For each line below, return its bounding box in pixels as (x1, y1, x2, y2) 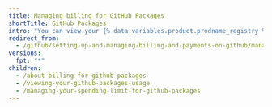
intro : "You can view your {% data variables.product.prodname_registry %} (8, 27, 270, 35)
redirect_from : (8, 34, 60, 43)
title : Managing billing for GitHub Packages (8, 11, 164, 20)
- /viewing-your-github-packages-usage (15, 79, 151, 87)
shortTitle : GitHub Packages (8, 19, 107, 27)
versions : (8, 49, 42, 57)
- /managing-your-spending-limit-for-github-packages (15, 86, 201, 95)
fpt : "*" (15, 57, 45, 65)
